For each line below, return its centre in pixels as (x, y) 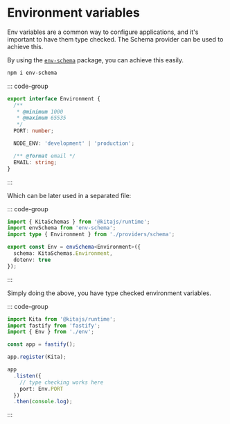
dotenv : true (32, 260)
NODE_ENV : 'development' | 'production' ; (74, 143)
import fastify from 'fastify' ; (54, 326)
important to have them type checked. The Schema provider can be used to (115, 39)
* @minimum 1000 (40, 112)
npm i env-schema (32, 73)
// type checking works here (62, 382)
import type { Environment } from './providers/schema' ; (91, 235)
